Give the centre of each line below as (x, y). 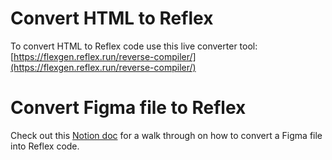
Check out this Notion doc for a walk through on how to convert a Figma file (166, 135)
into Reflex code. (45, 146)
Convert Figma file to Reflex (128, 108)
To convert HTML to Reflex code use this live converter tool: (134, 46)
